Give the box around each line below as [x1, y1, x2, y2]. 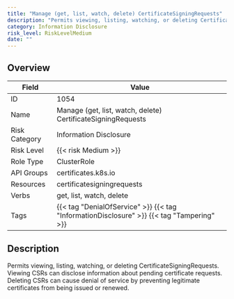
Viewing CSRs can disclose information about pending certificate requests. [7, 268, 223, 277]
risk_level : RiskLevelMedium [7, 29, 92, 37]
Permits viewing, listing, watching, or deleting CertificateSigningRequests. [7, 261, 219, 270]
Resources [10, 179, 46, 188]
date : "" [7, 36, 33, 43]
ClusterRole [56, 156, 95, 166]
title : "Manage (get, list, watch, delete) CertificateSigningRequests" [7, 10, 223, 17]
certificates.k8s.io [56, 168, 116, 177]
